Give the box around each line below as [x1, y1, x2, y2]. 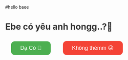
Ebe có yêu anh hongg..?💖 [5, 21, 113, 32]
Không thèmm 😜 [72, 45, 114, 52]
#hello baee [5, 4, 29, 10]
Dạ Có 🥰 [20, 44, 42, 51]
